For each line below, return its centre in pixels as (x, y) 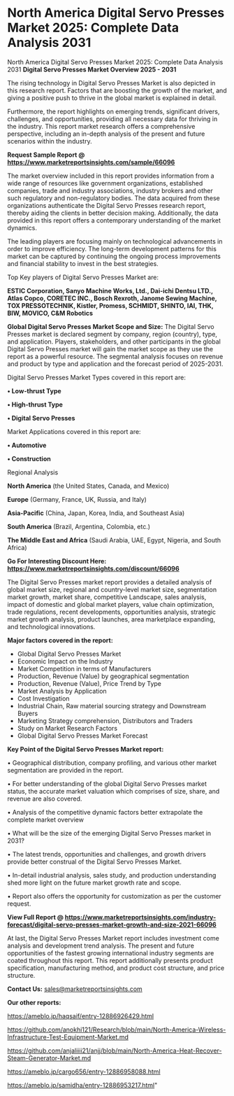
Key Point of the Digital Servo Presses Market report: (86, 749)
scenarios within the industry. (50, 141)
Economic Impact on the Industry (65, 661)
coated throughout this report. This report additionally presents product (110, 960)
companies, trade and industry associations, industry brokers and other (110, 190)
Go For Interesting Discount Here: (57, 561)
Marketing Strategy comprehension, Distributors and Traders (105, 721)
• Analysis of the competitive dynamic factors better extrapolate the (105, 812)
